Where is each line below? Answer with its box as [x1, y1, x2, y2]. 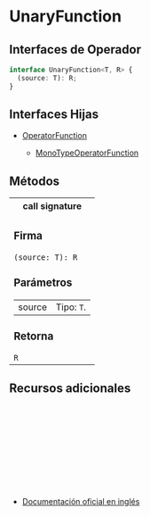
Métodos [9, 173, 60, 188]
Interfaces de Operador [9, 42, 142, 57]
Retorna [13, 329, 54, 344]
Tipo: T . [55, 301, 87, 313]
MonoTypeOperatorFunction [35, 147, 139, 158]
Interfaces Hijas [9, 107, 99, 122]
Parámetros [13, 276, 73, 290]
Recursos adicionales [9, 381, 131, 396]
